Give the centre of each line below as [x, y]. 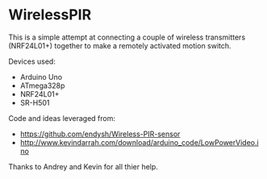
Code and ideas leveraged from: [62, 118]
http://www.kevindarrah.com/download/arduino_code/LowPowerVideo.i [140, 142]
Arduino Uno [41, 77]
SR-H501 [35, 102]
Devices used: [32, 61]
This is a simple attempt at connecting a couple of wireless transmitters [127, 37]
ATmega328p [42, 85]
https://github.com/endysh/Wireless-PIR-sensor [100, 134]
